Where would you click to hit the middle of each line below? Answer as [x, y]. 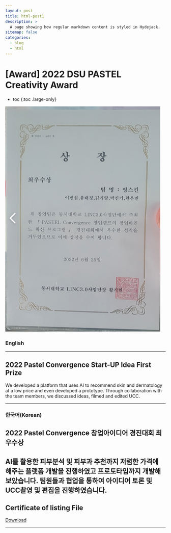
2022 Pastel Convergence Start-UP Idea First [78, 365]
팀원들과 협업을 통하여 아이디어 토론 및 [96, 481]
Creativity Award [42, 85]
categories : [18, 38]
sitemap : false [21, 32]
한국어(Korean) [24, 415]
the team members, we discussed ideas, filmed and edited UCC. [73, 396]
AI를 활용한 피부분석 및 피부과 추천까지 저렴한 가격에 [82, 461]
